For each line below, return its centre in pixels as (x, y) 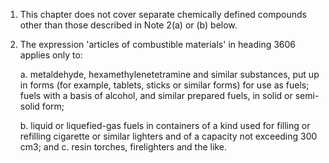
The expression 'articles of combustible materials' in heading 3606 (158, 44)
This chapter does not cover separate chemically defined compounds (163, 14)
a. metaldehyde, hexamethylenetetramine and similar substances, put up (169, 74)
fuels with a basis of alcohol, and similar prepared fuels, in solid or (156, 95)
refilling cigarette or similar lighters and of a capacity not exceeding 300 (168, 136)
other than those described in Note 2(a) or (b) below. (128, 25)
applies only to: (51, 55)
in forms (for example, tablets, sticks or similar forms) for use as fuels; (164, 85)
